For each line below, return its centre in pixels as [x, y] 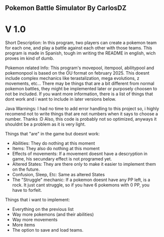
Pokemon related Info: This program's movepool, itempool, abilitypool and [80, 68]
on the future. [26, 169]
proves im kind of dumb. [30, 58]
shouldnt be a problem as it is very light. [46, 124]
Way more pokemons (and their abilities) [53, 214]
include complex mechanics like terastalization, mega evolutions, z [72, 79]
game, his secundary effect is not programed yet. [62, 159]
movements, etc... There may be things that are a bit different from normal [80, 83]
